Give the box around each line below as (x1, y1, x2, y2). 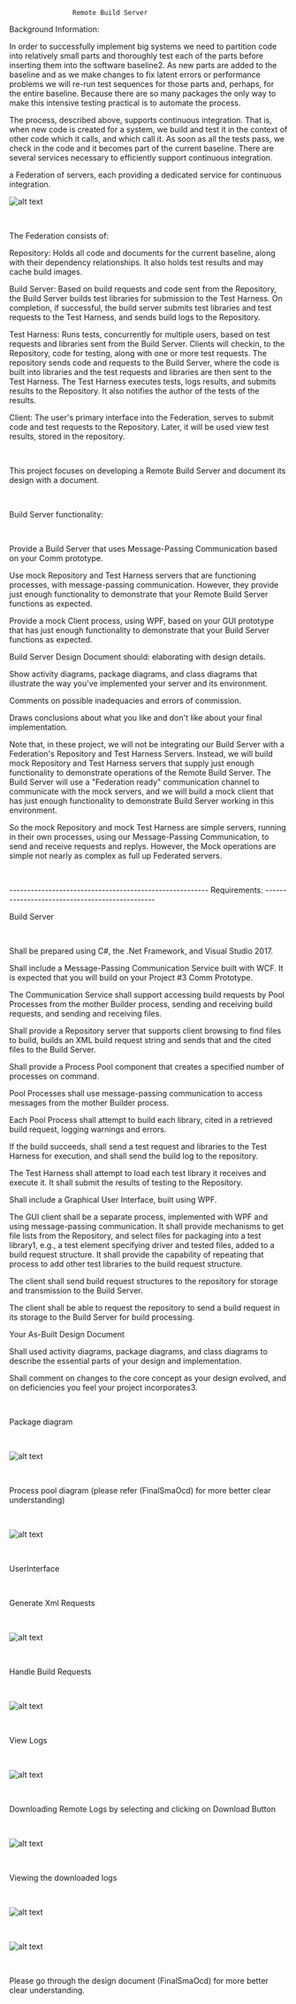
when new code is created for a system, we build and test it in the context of (9, 124, 288, 135)
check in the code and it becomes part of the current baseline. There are (9, 143, 274, 153)
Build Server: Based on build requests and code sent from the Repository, (9, 284, 277, 294)
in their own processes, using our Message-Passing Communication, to (9, 831, 269, 842)
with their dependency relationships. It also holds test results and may (9, 257, 264, 268)
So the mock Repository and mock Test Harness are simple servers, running (9, 823, 287, 832)
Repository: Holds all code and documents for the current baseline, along (9, 248, 276, 258)
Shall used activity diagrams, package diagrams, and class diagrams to (9, 1346, 268, 1356)
